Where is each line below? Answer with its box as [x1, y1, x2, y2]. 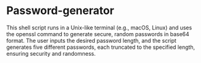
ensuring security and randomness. [6, 50, 96, 57]
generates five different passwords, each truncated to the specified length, [6, 43, 196, 51]
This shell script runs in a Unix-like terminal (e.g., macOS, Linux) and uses [6, 24, 192, 31]
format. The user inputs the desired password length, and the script [6, 37, 177, 44]
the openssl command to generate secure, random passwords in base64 [6, 30, 189, 37]
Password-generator [6, 4, 114, 18]
